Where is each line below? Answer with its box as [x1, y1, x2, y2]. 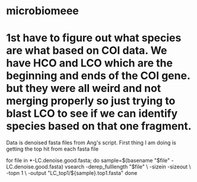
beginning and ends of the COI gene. [6, 69, 190, 82]
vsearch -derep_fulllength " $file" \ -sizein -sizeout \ [64, 163, 191, 170]
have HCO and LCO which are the [6, 56, 173, 70]
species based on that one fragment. [6, 120, 192, 133]
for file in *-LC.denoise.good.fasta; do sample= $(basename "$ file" [6, 157, 170, 164]
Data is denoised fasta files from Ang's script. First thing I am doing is [6, 139, 176, 146]
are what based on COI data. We [6, 44, 167, 58]
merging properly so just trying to [6, 94, 176, 108]
